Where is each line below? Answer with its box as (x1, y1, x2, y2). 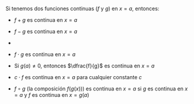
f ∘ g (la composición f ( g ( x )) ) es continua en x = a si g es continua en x (14, 85, 188, 92)
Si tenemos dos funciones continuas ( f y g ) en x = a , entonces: (5, 5, 160, 12)
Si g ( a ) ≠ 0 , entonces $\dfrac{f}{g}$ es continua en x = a (14, 62, 155, 69)
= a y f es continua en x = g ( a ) (14, 92, 89, 98)
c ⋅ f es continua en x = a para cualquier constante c (14, 74, 143, 80)
